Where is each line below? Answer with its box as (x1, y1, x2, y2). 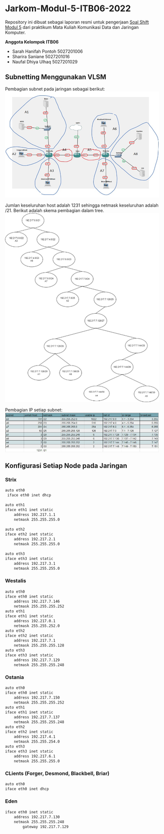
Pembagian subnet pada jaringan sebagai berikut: (5, 86, 105, 92)
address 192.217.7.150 (14, 695, 60, 700)
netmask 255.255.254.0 (14, 739, 60, 744)
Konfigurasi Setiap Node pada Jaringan (5, 462, 127, 470)
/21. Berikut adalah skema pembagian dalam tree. (5, 208, 104, 214)
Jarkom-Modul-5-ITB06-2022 (5, 3, 131, 14)
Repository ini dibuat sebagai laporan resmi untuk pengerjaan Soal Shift (5, 19, 149, 25)
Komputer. (5, 29, 26, 35)
